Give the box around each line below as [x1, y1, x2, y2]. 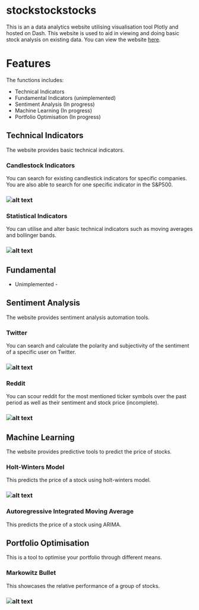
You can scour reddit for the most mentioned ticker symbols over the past [6, 393, 187, 400]
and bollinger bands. [6, 232, 56, 239]
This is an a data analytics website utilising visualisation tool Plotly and [6, 23, 179, 30]
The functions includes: [6, 76, 64, 83]
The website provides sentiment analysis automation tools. [6, 314, 150, 321]
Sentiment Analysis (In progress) [14, 101, 95, 108]
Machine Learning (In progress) [14, 107, 93, 114]
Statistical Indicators [6, 212, 68, 220]
